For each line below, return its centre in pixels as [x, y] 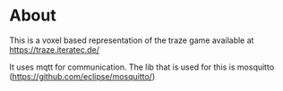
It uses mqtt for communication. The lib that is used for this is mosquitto [142, 67]
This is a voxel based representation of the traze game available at [132, 40]
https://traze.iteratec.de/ [55, 49]
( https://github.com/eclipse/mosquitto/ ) [82, 76]
